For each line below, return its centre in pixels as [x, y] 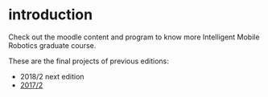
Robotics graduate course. [52, 45]
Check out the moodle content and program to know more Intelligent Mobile [134, 37]
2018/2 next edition [52, 76]
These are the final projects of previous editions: [89, 61]
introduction [51, 15]
